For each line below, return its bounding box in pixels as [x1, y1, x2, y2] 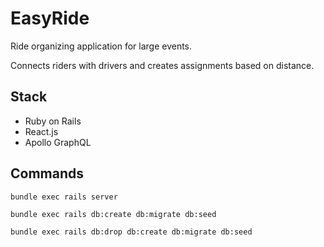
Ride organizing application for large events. [10, 40, 193, 52]
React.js [24, 125, 59, 137]
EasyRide [10, 7, 90, 30]
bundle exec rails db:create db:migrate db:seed [10, 209, 217, 219]
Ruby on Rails [24, 115, 82, 127]
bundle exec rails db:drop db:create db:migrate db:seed [10, 227, 253, 237]
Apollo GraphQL [24, 136, 92, 148]
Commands [10, 165, 85, 182]
